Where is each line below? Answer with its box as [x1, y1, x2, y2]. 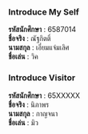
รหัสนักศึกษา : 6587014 [8, 25, 77, 35]
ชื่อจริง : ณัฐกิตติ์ [8, 34, 51, 43]
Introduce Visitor [8, 72, 76, 83]
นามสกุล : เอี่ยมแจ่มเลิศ [8, 43, 70, 52]
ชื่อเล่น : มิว [8, 117, 38, 127]
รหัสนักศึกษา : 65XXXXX [8, 91, 81, 100]
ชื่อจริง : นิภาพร [8, 99, 50, 109]
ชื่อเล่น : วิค [8, 51, 38, 62]
